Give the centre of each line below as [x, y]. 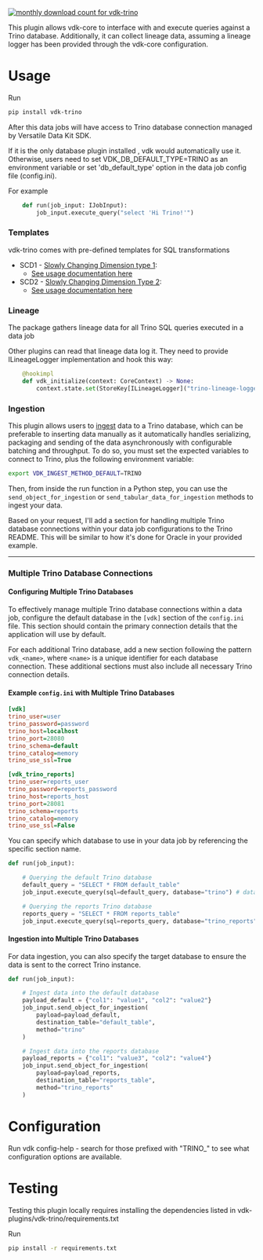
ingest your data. [35, 505]
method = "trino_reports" [75, 1087]
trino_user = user [34, 717]
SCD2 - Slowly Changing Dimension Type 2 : [90, 281]
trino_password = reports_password [63, 789]
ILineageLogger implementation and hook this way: [91, 360]
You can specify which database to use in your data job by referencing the [128, 841]
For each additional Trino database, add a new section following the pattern [130, 650]
